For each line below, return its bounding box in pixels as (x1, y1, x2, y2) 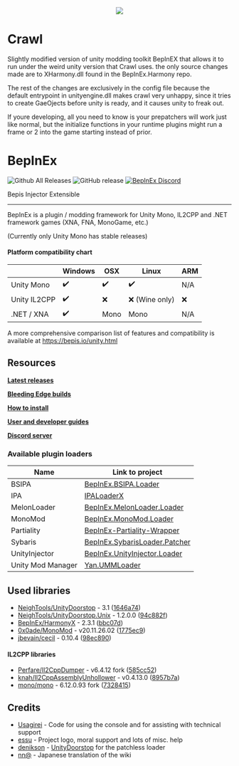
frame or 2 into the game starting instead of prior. (7, 127, 152, 136)
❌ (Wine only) (128, 294, 175, 304)
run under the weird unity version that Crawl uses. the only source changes (7, 62, 228, 70)
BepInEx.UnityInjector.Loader (84, 549, 183, 559)
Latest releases (7, 376, 54, 384)
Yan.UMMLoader (84, 560, 141, 570)
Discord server (7, 431, 53, 439)
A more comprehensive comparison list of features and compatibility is (7, 329, 215, 337)
